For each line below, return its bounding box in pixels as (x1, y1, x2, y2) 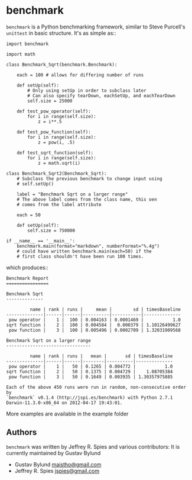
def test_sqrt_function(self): (17, 149, 94, 156)
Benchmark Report (6, 275, 49, 281)
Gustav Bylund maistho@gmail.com (14, 460, 102, 468)
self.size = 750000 (27, 228, 76, 233)
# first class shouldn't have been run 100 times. (17, 253, 144, 260)
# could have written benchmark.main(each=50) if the (17, 248, 152, 254)
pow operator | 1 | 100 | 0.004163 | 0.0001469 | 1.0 (8, 316, 181, 323)
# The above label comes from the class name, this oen (17, 196, 158, 202)
